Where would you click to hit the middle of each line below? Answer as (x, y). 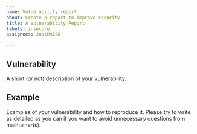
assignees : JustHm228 (34, 34)
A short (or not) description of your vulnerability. (66, 78)
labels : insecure (28, 29)
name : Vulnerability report (42, 12)
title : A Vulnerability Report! (47, 23)
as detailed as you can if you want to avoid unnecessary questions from (96, 118)
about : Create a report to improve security (63, 18)
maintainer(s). (24, 125)
